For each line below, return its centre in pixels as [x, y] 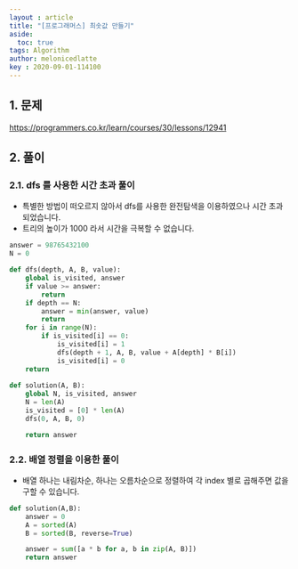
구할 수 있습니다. [51, 492]
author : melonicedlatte [53, 59]
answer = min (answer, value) [95, 311]
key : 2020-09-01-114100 [55, 68]
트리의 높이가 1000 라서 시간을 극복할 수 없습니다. [108, 229]
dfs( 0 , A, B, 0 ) [56, 419]
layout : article [41, 17]
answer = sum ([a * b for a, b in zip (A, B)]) [111, 549]
